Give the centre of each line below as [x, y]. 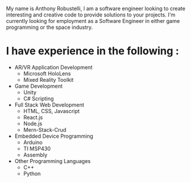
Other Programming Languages [52, 161]
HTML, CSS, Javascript [52, 111]
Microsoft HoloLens [47, 74]
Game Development [38, 86]
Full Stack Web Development [49, 105]
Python [32, 174]
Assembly [35, 155]
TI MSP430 [37, 148]
